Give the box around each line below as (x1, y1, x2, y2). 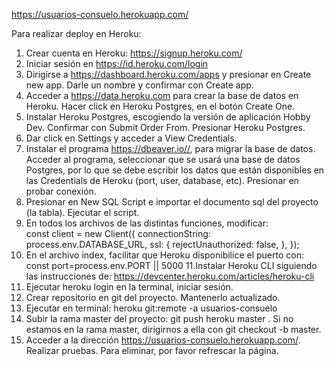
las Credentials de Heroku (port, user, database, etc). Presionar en (25, 175, 299, 186)
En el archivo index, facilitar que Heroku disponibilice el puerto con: (25, 249, 304, 261)
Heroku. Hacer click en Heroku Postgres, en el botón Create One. (25, 100, 296, 112)
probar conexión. (25, 185, 97, 197)
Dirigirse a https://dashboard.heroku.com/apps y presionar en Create (25, 69, 312, 80)
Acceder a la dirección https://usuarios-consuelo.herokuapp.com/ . (25, 334, 301, 346)
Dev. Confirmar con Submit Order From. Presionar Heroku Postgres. (25, 122, 306, 133)
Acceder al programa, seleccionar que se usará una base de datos (25, 154, 301, 165)
